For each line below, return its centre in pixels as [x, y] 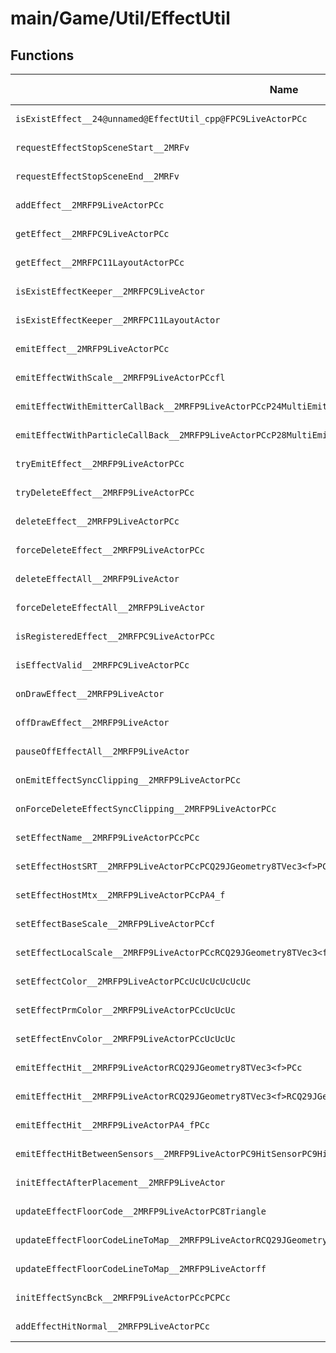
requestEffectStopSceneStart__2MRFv [102, 147]
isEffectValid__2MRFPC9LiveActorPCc [102, 665]
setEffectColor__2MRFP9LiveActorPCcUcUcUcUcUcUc [133, 981]
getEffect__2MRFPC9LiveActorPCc [92, 233]
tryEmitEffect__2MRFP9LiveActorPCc [100, 463]
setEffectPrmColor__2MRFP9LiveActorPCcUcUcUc [125, 1010]
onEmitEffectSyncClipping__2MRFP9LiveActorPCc [128, 780]
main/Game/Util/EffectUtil [120, 18]
